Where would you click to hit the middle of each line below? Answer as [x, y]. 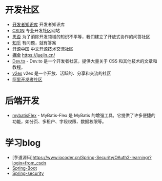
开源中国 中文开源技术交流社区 [43, 49]
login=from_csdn [29, 163]
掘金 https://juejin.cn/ [33, 55]
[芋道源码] [22, 157]
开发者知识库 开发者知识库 [38, 24]
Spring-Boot [24, 168]
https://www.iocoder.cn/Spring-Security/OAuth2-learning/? [92, 157]
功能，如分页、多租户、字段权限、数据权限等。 [59, 121]
